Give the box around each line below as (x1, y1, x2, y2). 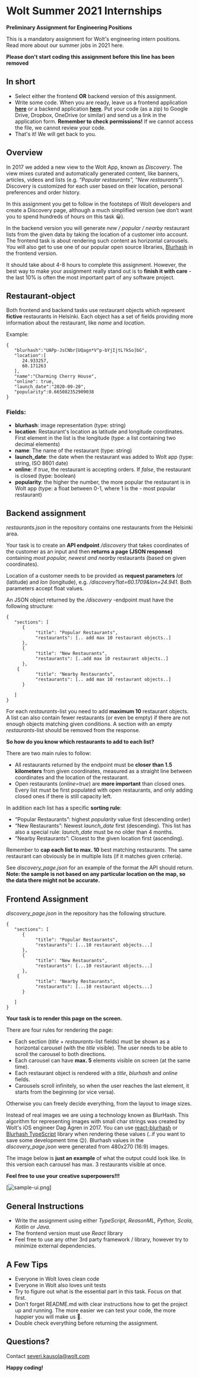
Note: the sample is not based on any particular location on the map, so (6, 871, 186, 878)
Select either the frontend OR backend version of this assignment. (14, 92, 177, 99)
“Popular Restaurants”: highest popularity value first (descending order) (14, 816, 191, 823)
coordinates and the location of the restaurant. (14, 774, 129, 781)
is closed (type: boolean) (14, 472, 76, 479)
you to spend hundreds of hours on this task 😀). (6, 213, 125, 220)
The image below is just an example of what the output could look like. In (6, 1155, 186, 1162)
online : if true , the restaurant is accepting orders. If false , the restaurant (14, 465, 191, 473)
